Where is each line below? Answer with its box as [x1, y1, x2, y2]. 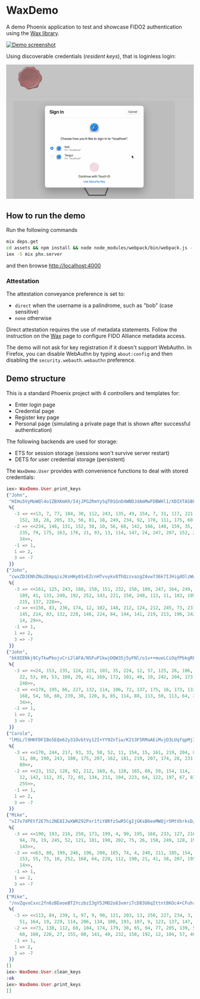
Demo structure [6, 374, 66, 384]
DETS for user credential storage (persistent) [14, 456, 125, 463]
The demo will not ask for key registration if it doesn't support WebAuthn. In [6, 343, 192, 351]
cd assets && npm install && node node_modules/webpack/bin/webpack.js [6, 245, 187, 250]
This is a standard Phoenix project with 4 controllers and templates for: [6, 389, 180, 396]
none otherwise [14, 314, 52, 321]
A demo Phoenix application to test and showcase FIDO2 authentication [6, 23, 183, 30]
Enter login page [14, 401, 55, 408]
